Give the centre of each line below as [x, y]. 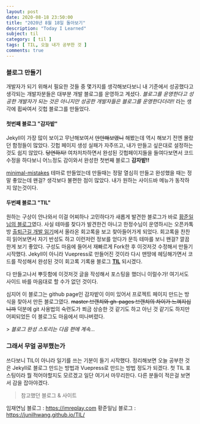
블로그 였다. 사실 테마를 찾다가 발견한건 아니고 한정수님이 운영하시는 [95, 225]
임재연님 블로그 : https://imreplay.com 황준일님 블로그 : [71, 408]
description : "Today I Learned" [46, 28]
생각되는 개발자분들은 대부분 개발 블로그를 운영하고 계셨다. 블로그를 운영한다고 [97, 94]
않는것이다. [25, 188]
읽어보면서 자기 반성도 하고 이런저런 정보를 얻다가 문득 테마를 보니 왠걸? [95, 239]
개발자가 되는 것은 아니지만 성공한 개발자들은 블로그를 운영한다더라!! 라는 [101, 101]
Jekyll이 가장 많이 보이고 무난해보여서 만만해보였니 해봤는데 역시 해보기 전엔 [94, 138]
